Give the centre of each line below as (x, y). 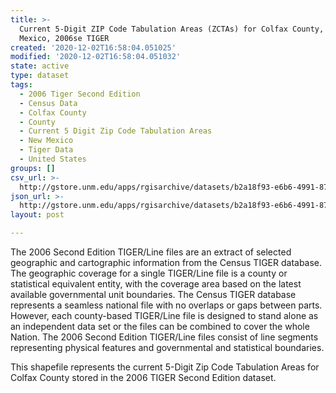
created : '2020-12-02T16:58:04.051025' (93, 47)
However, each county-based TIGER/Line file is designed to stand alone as (164, 315)
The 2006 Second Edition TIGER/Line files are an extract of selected (151, 252)
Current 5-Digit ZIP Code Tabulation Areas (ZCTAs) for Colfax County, (172, 29)
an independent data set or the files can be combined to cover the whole (160, 326)
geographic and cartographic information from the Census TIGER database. (166, 262)
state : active (40, 66)
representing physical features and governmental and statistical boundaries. (167, 347)
